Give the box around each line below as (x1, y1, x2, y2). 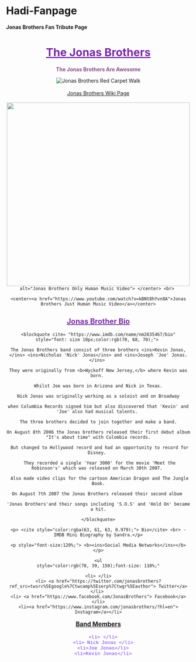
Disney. (87, 449, 106, 456)
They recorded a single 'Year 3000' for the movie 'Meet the (23, 460, 176, 466)
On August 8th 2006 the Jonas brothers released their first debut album (6, 429, 190, 435)
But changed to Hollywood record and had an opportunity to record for (11, 445, 189, 451)
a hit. (90, 506, 106, 512)
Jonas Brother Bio (66, 317, 130, 327)
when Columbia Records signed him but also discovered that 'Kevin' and (8, 404, 189, 409)
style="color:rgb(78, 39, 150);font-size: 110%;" (36, 563, 160, 569)
